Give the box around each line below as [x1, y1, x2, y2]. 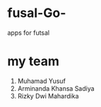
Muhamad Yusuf [17, 77, 66, 85]
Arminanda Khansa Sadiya [17, 84, 95, 93]
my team [7, 53, 60, 69]
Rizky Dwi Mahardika [17, 91, 79, 100]
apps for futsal [7, 28, 50, 37]
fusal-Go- [7, 5, 66, 21]
